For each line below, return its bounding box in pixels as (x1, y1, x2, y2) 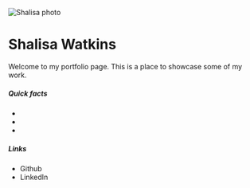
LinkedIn (19, 172, 49, 182)
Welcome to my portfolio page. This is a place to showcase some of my (8, 61, 243, 71)
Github (19, 163, 42, 173)
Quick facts (8, 88, 48, 98)
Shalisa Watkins (8, 36, 117, 53)
